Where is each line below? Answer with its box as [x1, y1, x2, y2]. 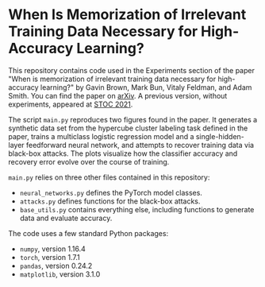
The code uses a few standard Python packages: [8, 228, 169, 238]
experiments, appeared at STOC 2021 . [8, 99, 133, 109]
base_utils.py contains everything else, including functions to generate [19, 204, 255, 214]
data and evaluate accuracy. [19, 213, 113, 223]
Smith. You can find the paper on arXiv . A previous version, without [8, 91, 228, 100]
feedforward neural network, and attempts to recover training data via [26, 140, 255, 149]
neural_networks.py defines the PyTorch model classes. [19, 188, 202, 197]
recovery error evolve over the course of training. [8, 157, 170, 166]
